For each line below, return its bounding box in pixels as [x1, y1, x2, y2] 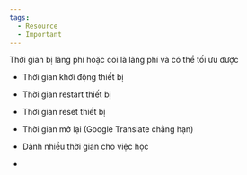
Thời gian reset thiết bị [22, 107, 106, 118]
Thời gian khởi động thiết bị [22, 72, 124, 83]
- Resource [17, 22, 58, 31]
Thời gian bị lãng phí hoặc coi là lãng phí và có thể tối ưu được [9, 55, 239, 66]
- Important [17, 30, 63, 39]
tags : [9, 13, 30, 22]
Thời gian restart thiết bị [22, 89, 111, 100]
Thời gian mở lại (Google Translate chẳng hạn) [22, 124, 194, 135]
